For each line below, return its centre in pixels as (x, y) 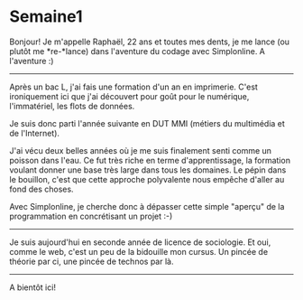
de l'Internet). (35, 133)
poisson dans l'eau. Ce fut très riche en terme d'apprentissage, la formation (150, 160)
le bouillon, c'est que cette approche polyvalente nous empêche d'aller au (147, 179)
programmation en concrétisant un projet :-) (91, 216)
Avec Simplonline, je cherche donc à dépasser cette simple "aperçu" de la (147, 206)
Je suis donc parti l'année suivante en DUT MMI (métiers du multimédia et (147, 123)
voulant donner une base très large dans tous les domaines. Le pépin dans (148, 170)
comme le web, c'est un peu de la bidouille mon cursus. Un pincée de (139, 251)
